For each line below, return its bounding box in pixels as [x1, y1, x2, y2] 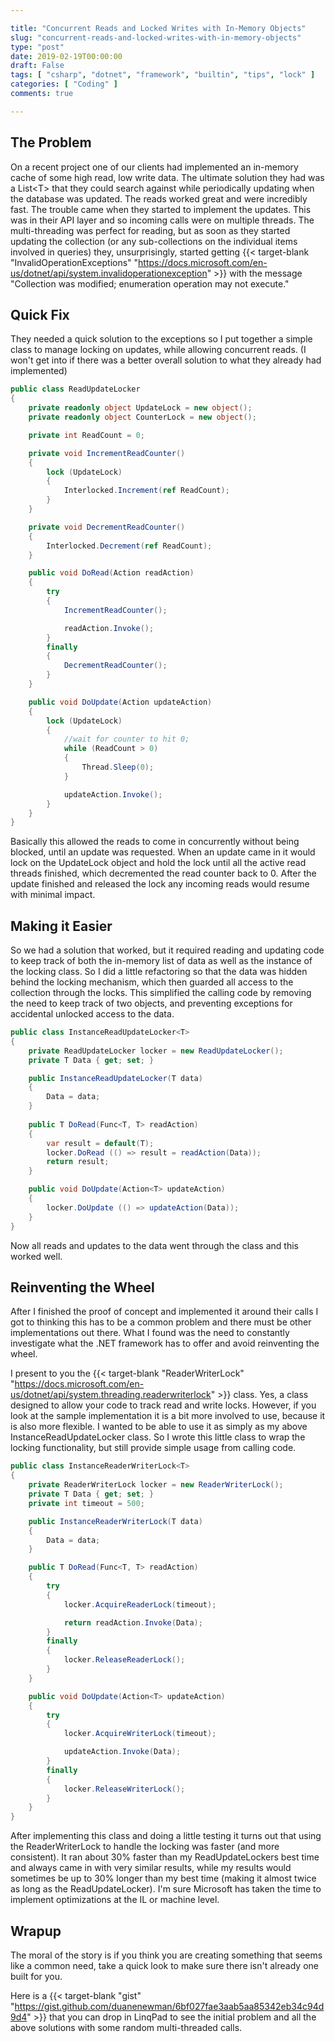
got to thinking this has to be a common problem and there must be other [10, 1316, 312, 1328]
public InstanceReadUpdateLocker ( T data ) [28, 1073, 203, 1083]
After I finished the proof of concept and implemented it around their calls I [10, 1306, 319, 1318]
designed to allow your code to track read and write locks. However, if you [10, 1399, 317, 1411]
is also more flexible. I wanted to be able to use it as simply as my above [10, 1421, 308, 1433]
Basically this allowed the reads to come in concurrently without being [10, 836, 300, 848]
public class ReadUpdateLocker [10, 384, 141, 395]
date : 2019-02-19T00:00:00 [10, 51, 123, 61]
